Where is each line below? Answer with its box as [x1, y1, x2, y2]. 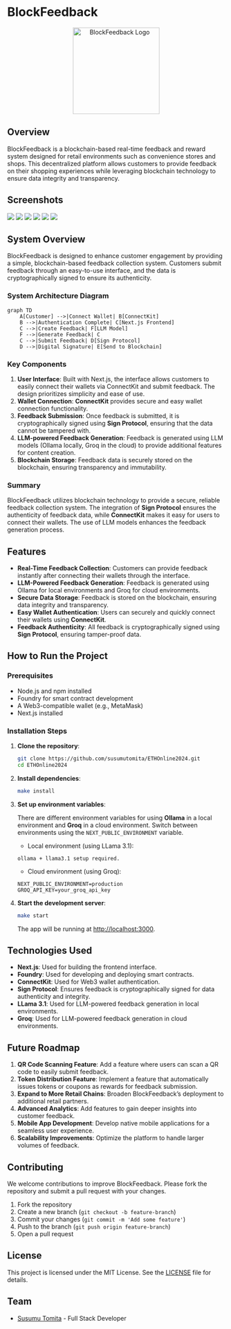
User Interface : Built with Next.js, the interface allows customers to [17, 374, 210, 383]
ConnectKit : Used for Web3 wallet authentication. [17, 977, 160, 986]
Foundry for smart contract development [17, 694, 133, 703]
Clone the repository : [17, 742, 80, 750]
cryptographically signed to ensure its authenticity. [7, 274, 152, 282]
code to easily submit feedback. [17, 1067, 109, 1076]
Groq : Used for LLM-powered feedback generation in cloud [17, 1015, 187, 1023]
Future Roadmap [7, 1042, 80, 1054]
